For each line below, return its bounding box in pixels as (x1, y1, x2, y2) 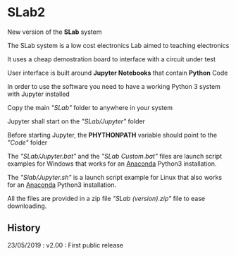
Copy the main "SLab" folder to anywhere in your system (7, 103, 173, 111)
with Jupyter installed (7, 90, 70, 98)
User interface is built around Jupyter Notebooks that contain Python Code (7, 68, 228, 77)
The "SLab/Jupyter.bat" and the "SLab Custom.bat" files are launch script (7, 152, 223, 160)
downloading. (7, 202, 47, 210)
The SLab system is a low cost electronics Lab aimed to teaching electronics (7, 41, 230, 49)
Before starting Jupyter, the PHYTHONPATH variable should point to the (7, 130, 217, 139)
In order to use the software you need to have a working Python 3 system (7, 82, 221, 90)
